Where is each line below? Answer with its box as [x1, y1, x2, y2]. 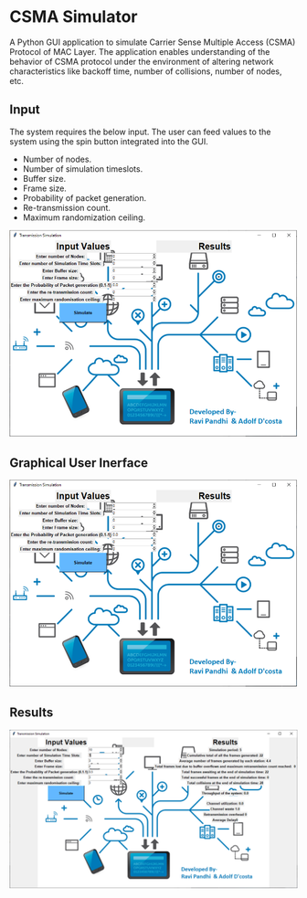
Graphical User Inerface [9, 455, 149, 470]
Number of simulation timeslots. [22, 163, 143, 174]
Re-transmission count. [22, 202, 111, 213]
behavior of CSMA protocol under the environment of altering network [9, 56, 274, 67]
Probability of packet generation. [22, 192, 147, 203]
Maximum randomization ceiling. [22, 212, 146, 223]
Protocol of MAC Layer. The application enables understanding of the [9, 46, 270, 57]
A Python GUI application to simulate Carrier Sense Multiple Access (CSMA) [9, 37, 296, 48]
